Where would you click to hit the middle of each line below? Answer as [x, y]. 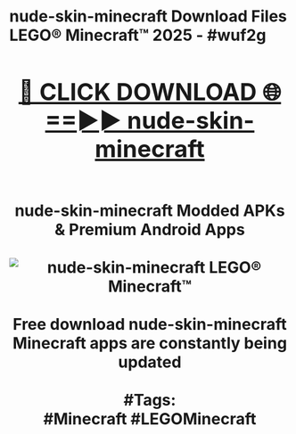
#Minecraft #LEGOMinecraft [150, 418]
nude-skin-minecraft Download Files [148, 16]
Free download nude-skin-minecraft [150, 324]
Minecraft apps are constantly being [150, 343]
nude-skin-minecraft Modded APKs [150, 210]
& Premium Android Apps [150, 229]
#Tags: [150, 400]
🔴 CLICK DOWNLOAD [137, 91]
